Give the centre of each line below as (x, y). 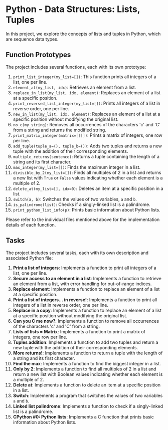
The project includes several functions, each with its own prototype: (76, 67)
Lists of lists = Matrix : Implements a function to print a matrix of (79, 331)
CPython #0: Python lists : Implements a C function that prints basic (83, 416)
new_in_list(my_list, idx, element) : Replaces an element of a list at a (87, 114)
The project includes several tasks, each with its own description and (77, 253)
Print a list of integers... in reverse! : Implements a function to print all (85, 300)
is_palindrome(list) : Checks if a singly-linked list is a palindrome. (82, 204)
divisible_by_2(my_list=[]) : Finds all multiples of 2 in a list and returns (87, 172)
